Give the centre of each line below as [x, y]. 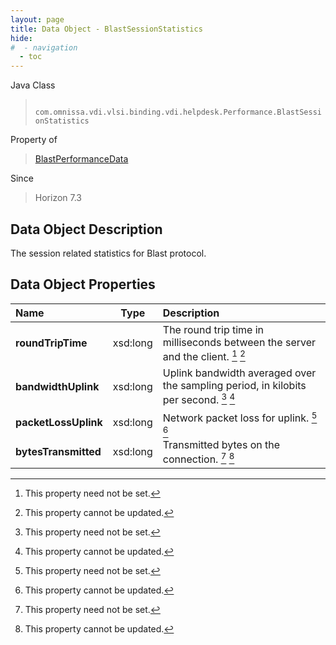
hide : [21, 38]
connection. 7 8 [198, 458]
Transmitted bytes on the [221, 444]
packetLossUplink [59, 423]
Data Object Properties [83, 284]
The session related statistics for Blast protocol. [108, 253]
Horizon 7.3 [58, 198]
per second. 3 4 [199, 399]
